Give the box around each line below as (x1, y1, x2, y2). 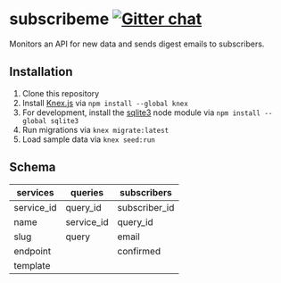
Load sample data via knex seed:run (21, 134, 156, 145)
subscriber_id (117, 201, 175, 213)
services (16, 186, 54, 198)
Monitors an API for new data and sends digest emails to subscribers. (9, 38, 265, 49)
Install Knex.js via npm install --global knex (21, 97, 189, 108)
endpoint (13, 245, 52, 257)
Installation (9, 64, 73, 79)
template (13, 259, 51, 271)
